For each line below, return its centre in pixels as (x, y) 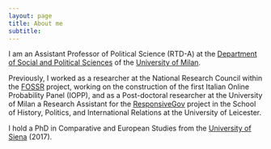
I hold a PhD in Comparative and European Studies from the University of (130, 128)
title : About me (36, 23)
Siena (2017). (30, 137)
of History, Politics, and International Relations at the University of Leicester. (135, 113)
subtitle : (25, 31)
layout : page (30, 16)
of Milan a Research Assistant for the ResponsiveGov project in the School (132, 104)
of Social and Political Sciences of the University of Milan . (104, 62)
